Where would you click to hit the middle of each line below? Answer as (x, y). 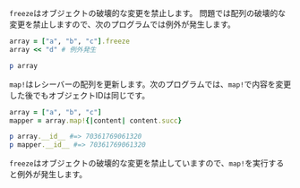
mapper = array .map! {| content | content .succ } (95, 120)
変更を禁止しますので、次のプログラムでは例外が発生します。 (122, 24)
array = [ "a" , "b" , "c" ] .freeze (69, 41)
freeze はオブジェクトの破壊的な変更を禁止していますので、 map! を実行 (139, 163)
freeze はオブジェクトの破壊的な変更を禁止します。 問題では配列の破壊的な (148, 13)
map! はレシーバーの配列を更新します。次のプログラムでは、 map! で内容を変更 (150, 84)
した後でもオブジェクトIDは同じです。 (80, 95)
